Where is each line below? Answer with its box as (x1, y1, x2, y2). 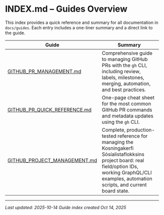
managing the (102, 138, 133, 145)
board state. (102, 187, 130, 194)
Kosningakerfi (102, 145, 134, 152)
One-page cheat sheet (102, 94, 155, 101)
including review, (102, 68, 141, 75)
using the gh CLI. (102, 118, 140, 125)
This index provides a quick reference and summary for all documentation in (5, 20, 159, 25)
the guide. (5, 30, 25, 36)
